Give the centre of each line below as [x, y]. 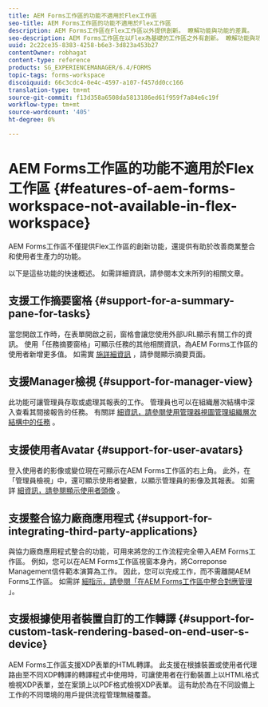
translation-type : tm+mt [49, 90]
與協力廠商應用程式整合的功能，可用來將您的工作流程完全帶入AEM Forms [128, 551]
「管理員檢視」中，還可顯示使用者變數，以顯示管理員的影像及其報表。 [124, 481]
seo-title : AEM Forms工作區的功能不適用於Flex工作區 [90, 23]
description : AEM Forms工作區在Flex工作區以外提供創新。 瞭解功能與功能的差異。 [131, 30]
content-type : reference [49, 61]
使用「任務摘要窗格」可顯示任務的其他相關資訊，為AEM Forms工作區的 [140, 344]
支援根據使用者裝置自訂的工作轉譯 [92, 619]
